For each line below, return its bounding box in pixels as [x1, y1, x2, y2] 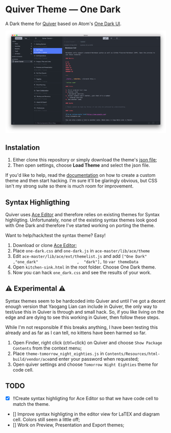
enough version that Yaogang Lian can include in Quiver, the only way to [5, 303, 157, 310]
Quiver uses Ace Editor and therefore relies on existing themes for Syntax [5, 211, 160, 217]
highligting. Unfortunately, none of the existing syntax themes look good [5, 217, 157, 223]
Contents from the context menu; [12, 345, 82, 351]
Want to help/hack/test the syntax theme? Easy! [5, 232, 106, 238]
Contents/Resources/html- [105, 351, 160, 357]
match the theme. [12, 401, 50, 407]
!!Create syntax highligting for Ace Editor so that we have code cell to [12, 395, 159, 401]
